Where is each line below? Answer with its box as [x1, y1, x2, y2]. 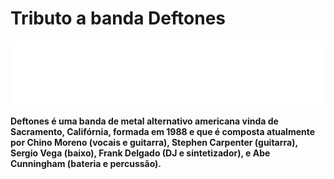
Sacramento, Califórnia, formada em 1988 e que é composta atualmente [10, 126, 316, 138]
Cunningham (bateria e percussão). [10, 158, 162, 170]
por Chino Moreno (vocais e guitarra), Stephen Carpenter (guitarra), [10, 137, 298, 149]
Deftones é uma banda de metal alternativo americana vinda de [10, 115, 279, 127]
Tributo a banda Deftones [10, 7, 226, 30]
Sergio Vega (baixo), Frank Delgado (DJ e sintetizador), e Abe [10, 147, 271, 159]
